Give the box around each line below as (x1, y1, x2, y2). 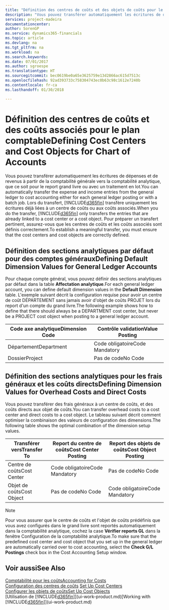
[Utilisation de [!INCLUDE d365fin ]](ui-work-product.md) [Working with (5, 593, 151, 599)
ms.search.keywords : (5, 54, 49, 60)
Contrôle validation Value (97, 325, 158, 332)
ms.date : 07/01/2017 (5, 59, 49, 64)
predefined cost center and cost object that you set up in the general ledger (5, 539, 162, 545)
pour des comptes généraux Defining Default (5, 255, 148, 263)
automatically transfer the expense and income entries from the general (5, 189, 154, 195)
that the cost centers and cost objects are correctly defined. (5, 232, 130, 238)
